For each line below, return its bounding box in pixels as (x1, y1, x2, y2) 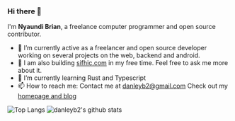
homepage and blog (17, 92, 76, 100)
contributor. (7, 30, 42, 38)
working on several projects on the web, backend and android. (17, 51, 200, 59)
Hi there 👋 (7, 6, 42, 16)
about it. (17, 67, 42, 75)
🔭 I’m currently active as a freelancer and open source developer (17, 44, 207, 52)
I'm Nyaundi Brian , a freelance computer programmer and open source (7, 23, 216, 31)
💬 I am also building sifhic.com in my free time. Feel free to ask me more (17, 59, 229, 67)
